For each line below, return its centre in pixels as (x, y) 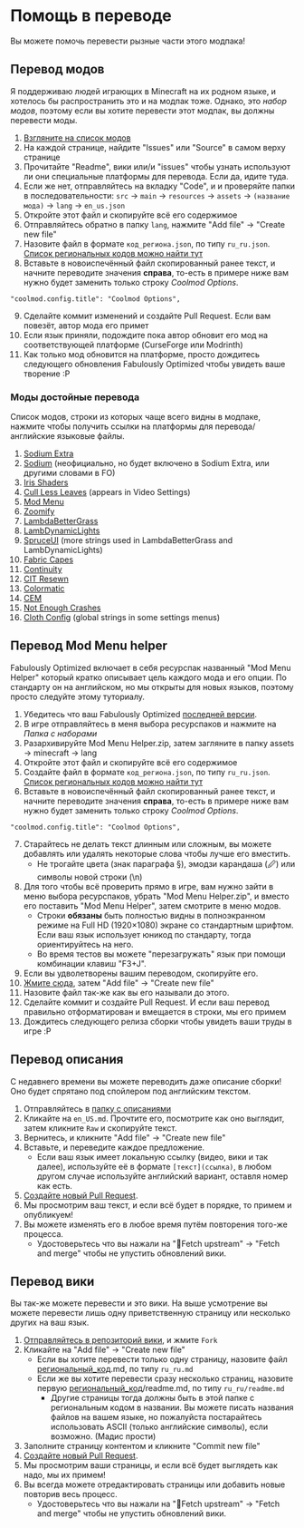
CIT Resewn (46, 579)
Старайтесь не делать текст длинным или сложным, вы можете (147, 843)
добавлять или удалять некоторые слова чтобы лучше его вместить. (157, 853)
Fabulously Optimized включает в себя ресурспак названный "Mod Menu (151, 667)
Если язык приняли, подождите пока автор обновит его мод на (146, 335)
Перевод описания (67, 1060)
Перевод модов (57, 69)
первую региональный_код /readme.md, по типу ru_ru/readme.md (161, 1388)
